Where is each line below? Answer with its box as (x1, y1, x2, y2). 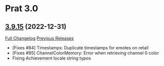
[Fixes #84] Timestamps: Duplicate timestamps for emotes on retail (12, 45, 149, 50)
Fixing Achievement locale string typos (12, 55, 91, 61)
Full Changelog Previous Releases (5, 35, 74, 41)
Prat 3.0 (5, 3, 38, 14)
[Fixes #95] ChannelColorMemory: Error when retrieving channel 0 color (12, 50, 159, 56)
